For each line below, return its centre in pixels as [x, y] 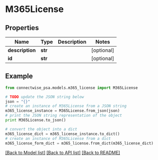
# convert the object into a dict [41, 129]
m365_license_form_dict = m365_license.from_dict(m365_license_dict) [80, 143]
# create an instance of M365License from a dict [58, 138]
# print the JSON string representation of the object [64, 116]
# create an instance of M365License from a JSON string [66, 106]
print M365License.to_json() [36, 120]
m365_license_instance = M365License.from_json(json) [63, 111]
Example [19, 76]
